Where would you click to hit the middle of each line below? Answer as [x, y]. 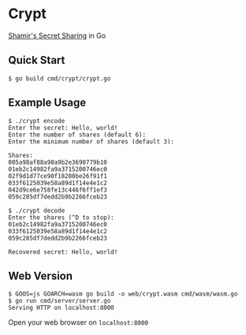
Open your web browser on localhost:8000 [78, 322]
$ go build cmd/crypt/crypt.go [60, 78]
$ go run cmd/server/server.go [60, 301]
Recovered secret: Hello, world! [63, 252]
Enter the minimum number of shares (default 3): [91, 141]
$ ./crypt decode [37, 210]
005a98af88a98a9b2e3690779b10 [58, 162]
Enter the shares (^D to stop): [61, 218]
